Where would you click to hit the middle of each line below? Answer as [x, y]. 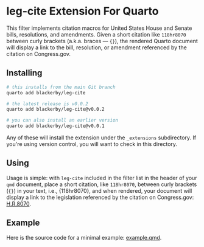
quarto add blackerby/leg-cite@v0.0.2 [55, 110]
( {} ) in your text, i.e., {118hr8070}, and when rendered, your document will [99, 190]
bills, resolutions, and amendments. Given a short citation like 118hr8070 [96, 34]
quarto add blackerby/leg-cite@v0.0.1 [55, 126]
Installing [24, 73]
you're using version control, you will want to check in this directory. [92, 144]
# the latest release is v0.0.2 [47, 104]
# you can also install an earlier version [62, 120]
